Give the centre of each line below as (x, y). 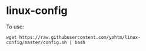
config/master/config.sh (36, 42)
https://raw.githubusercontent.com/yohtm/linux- (80, 37)
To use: (15, 27)
